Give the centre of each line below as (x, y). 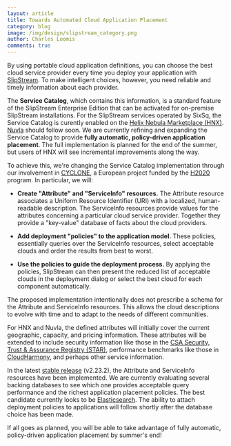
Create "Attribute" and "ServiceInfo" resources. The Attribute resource (120, 193)
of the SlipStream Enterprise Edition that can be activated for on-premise (111, 108)
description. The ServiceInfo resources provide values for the (131, 208)
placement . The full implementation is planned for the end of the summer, (112, 145)
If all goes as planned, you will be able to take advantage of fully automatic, (114, 428)
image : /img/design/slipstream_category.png (72, 33)
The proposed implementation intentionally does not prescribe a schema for (115, 300)
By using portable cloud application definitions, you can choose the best (110, 65)
